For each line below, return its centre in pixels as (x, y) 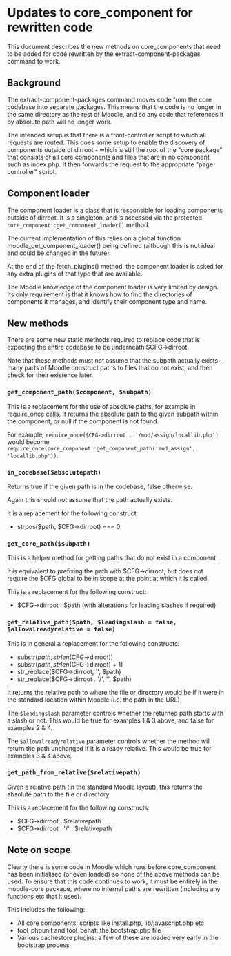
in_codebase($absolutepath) (54, 472)
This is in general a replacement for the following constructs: (93, 643)
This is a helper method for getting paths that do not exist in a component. (113, 558)
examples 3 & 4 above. (40, 756)
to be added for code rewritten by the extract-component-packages (104, 54)
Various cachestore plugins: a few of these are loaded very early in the (118, 937)
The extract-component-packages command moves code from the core (110, 99)
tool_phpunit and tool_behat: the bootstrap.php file (89, 930)
